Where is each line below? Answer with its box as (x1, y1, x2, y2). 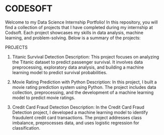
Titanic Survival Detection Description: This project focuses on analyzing (12, 54, 159, 59)
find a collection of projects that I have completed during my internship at (5, 24, 153, 30)
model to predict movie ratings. (12, 94, 75, 101)
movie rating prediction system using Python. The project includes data (12, 84, 157, 90)
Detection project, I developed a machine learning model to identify (12, 109, 148, 115)
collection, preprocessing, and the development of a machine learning (12, 89, 154, 95)
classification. (12, 125, 41, 131)
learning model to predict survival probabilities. (12, 69, 108, 75)
